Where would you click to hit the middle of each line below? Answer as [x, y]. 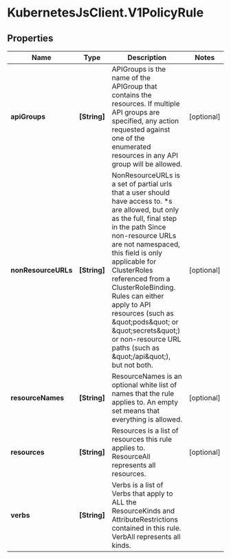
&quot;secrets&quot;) [146, 331]
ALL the [124, 502]
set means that [136, 411]
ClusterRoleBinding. [144, 287]
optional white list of [144, 385]
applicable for [134, 262]
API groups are [136, 112]
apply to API [131, 305]
